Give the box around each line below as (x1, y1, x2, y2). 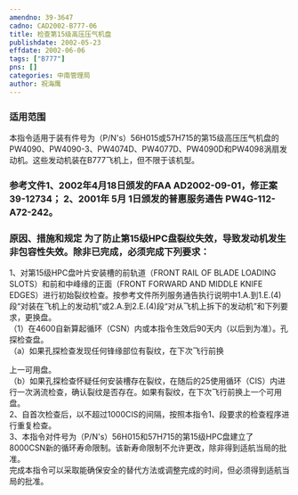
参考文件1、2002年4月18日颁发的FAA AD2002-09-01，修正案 (9, 179, 278, 192)
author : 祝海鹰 (9, 79, 61, 88)
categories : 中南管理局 (9, 71, 91, 80)
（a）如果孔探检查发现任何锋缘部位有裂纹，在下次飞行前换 (9, 345, 224, 357)
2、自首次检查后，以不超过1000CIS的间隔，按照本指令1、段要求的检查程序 (9, 409, 282, 420)
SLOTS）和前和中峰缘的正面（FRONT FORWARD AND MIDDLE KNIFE (9, 278, 263, 290)
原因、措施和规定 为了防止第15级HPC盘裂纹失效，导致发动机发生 (9, 232, 286, 244)
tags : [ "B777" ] (9, 54, 66, 63)
